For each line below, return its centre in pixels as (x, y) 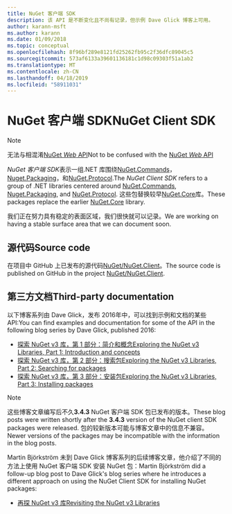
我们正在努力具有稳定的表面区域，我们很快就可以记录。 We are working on (113, 216)
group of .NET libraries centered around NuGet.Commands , (92, 186)
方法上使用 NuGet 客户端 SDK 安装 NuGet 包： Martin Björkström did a (107, 466)
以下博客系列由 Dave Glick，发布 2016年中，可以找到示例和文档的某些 (107, 314)
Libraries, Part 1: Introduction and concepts (79, 352)
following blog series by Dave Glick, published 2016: (82, 330)
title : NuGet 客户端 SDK (42, 14)
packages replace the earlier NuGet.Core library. (76, 202)
